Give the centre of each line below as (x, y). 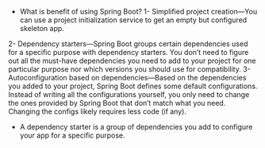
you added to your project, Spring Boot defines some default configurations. (133, 86)
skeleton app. (42, 28)
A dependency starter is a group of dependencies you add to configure (136, 127)
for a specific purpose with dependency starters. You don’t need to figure (129, 52)
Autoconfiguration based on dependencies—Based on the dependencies (127, 78)
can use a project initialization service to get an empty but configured (133, 20)
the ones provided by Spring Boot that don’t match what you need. (117, 103)
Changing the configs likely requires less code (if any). (97, 111)
